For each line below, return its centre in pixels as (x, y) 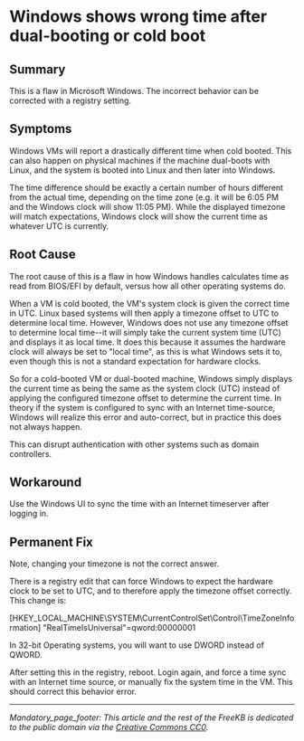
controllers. (31, 453)
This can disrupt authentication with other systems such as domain (134, 444)
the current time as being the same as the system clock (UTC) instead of (145, 388)
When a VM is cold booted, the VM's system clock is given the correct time (150, 303)
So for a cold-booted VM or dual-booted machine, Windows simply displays (151, 378)
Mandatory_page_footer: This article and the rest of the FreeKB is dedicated (152, 717)
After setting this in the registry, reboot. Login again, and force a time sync (148, 672)
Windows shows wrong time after (138, 17)
